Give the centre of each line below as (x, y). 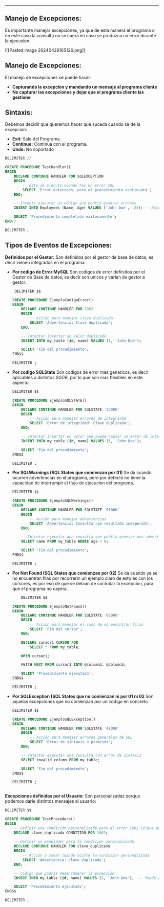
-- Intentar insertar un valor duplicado (64, 336)
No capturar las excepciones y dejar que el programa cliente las (78, 92)
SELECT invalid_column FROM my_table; (61, 760)
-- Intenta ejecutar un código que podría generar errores (75, 204)
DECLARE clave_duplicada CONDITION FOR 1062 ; (61, 833)
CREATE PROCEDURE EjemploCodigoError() (53, 300)
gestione (21, 97)
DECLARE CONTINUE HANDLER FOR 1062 (57, 309)
